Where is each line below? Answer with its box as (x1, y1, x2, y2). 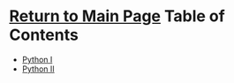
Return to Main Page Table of (9, 6, 225, 26)
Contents (9, 25, 79, 45)
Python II (21, 64, 55, 74)
